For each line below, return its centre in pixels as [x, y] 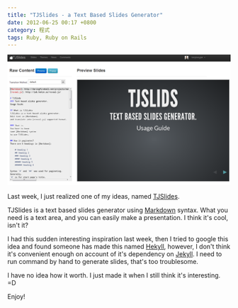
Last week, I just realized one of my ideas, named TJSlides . [93, 197]
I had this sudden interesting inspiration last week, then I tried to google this [118, 239]
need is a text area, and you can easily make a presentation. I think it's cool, [118, 218]
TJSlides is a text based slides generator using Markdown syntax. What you [118, 210]
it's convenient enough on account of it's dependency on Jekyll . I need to [115, 254]
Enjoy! [17, 297]
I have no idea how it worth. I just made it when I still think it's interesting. [114, 275]
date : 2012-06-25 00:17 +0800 [52, 22]
